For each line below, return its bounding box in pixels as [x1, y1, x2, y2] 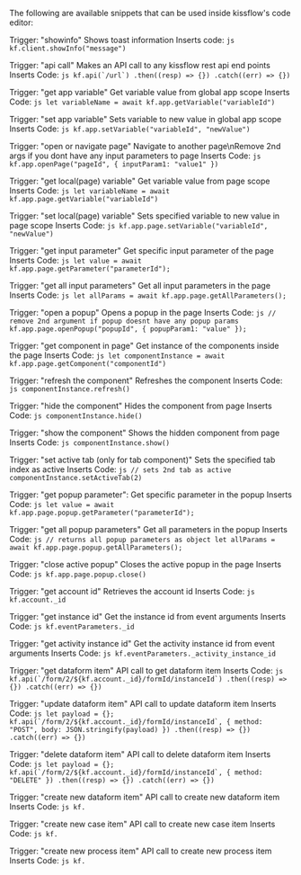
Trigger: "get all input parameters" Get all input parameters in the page [9, 281, 271, 290]
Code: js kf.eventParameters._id [9, 621, 135, 631]
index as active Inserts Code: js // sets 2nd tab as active [9, 464, 232, 475]
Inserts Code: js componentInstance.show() [9, 437, 171, 448]
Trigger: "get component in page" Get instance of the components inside [9, 341, 280, 351]
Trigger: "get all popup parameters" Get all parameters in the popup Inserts [9, 524, 288, 534]
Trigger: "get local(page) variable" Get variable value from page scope [9, 175, 270, 186]
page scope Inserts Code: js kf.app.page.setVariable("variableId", [9, 220, 269, 230]
